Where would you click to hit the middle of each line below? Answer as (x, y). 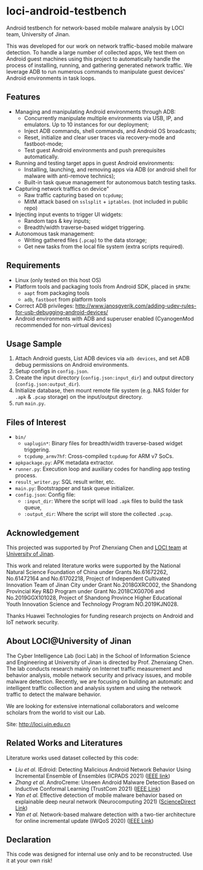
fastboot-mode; (43, 144)
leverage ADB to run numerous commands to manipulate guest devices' (96, 71)
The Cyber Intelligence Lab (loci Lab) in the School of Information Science (98, 656)
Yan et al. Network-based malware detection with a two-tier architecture (105, 814)
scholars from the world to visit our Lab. (56, 712)
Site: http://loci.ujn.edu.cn (38, 724)
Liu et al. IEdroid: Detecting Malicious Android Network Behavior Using (103, 769)
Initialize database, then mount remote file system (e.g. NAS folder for (102, 390)
